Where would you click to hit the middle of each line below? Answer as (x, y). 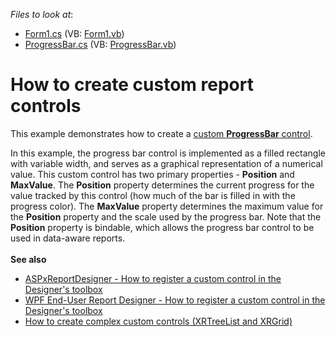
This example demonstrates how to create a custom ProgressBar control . (161, 133)
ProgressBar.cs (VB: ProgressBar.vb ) (100, 44)
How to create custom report (132, 85)
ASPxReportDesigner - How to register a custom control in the (153, 278)
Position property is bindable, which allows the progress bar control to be (162, 227)
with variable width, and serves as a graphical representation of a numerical (166, 163)
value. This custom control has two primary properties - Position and (152, 174)
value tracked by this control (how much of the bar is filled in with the (153, 195)
